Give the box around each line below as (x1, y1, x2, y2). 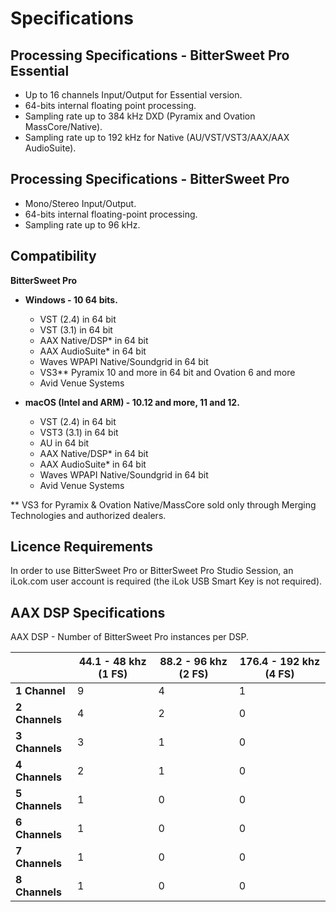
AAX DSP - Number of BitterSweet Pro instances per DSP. (10, 631, 250, 643)
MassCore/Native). (24, 121, 103, 132)
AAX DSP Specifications (10, 604, 166, 621)
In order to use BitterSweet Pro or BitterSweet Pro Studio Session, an (10, 565, 294, 577)
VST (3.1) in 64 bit (39, 323, 113, 336)
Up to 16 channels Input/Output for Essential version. (24, 89, 243, 101)
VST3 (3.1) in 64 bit (39, 426, 119, 438)
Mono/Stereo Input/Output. (24, 197, 137, 209)
